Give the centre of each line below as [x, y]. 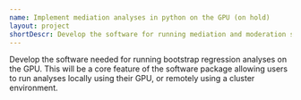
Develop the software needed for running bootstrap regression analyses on [148, 60]
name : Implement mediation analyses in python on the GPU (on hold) [140, 17]
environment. [34, 88]
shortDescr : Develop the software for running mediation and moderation [148, 34]
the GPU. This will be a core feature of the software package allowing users [149, 69]
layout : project [39, 26]
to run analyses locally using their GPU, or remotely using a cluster [132, 79]
